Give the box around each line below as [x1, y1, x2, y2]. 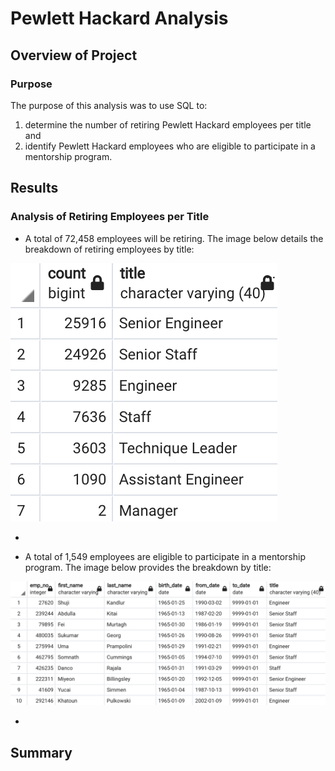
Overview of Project [10, 47, 138, 64]
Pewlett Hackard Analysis [10, 7, 229, 30]
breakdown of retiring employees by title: [24, 243, 195, 255]
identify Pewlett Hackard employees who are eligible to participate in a [24, 140, 316, 152]
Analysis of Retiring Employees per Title [10, 210, 210, 224]
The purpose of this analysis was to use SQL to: [10, 99, 208, 111]
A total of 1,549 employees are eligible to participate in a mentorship [24, 550, 306, 562]
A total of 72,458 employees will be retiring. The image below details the [24, 232, 324, 244]
